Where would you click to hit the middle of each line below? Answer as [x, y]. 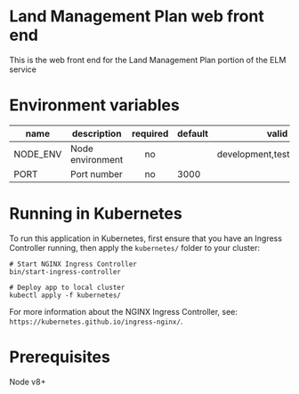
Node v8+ [28, 382]
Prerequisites [60, 357]
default [193, 133]
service [23, 69]
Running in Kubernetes [96, 214]
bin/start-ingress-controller [65, 272]
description [97, 133]
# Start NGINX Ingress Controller [73, 264]
